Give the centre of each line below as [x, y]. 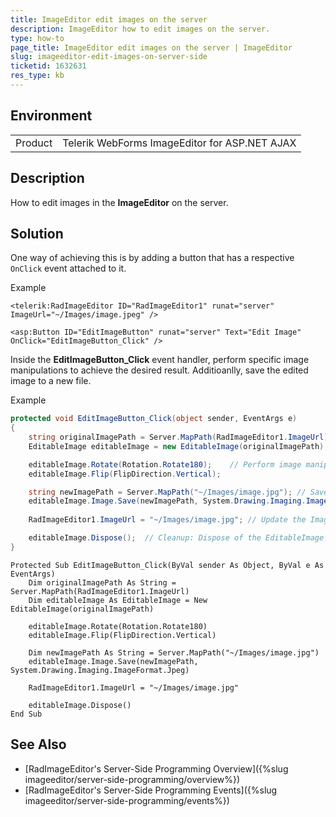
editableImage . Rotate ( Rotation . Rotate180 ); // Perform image [165, 464]
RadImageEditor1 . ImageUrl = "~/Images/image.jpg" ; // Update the [167, 520]
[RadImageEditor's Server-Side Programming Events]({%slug [151, 790]
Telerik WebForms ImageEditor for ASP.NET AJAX [179, 143]
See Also [38, 744]
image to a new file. [51, 381]
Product [34, 143]
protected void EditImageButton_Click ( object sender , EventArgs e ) [154, 419]
